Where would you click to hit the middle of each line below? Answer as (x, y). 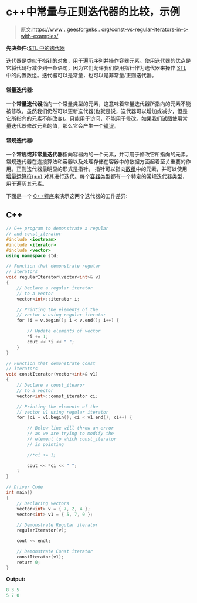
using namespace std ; (33, 255)
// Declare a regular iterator (55, 288)
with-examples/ (39, 36)
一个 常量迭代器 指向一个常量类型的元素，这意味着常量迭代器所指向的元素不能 (98, 104)
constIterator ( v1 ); (40, 557)
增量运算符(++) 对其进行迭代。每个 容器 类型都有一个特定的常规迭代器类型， (97, 176)
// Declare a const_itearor (51, 385)
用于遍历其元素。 (27, 184)
